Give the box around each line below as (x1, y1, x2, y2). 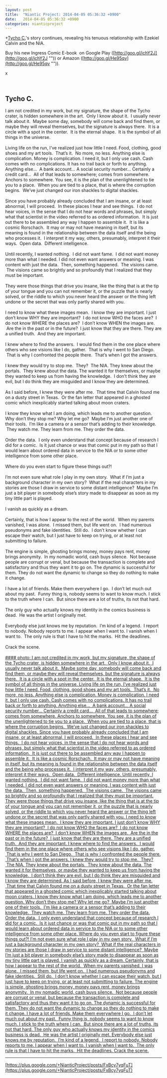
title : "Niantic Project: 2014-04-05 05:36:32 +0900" (5, 12, 121, 17)
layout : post (5, 7, 32, 12)
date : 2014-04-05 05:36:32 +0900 (5, 16, 79, 21)
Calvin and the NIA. (5, 40, 45, 46)
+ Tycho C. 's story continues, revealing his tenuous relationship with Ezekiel (5, 35, 159, 41)
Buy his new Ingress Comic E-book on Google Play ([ (5, 50, 115, 56)
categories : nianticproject (5, 21, 64, 26)
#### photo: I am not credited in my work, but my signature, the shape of (5, 655, 156, 661)
